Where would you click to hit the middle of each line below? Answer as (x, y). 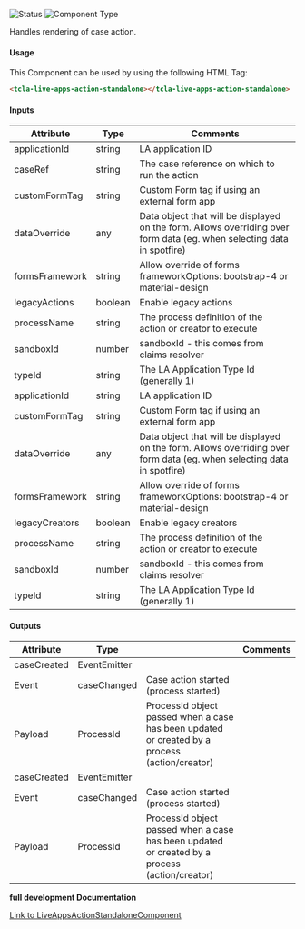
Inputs (22, 110)
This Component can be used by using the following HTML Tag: (128, 73)
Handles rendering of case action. (73, 31)
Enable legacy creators (188, 523)
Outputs (25, 625)
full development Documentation (73, 898)
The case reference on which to (207, 164)
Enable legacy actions (186, 303)
